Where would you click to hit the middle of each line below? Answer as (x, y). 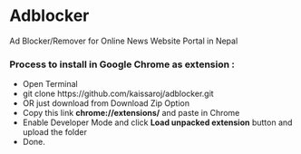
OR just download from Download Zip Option (106, 103)
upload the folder (55, 132)
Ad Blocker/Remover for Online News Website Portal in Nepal (124, 41)
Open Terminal (50, 84)
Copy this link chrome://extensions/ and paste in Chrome (131, 113)
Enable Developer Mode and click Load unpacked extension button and (157, 122)
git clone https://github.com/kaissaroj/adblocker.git (118, 94)
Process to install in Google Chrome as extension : (122, 64)
